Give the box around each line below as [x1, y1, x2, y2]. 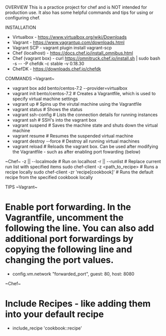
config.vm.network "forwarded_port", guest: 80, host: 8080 [12, 271, 135, 277]
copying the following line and [5, 244, 133, 255]
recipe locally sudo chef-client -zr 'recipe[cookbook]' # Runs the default [5, 169, 154, 175]
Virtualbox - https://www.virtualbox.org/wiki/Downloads [12, 34, 127, 40]
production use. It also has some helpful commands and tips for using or [5, 9, 154, 15]
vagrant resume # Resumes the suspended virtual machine [12, 133, 133, 139]
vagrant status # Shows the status [12, 107, 83, 112]
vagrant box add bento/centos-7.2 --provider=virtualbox [12, 85, 128, 91]
